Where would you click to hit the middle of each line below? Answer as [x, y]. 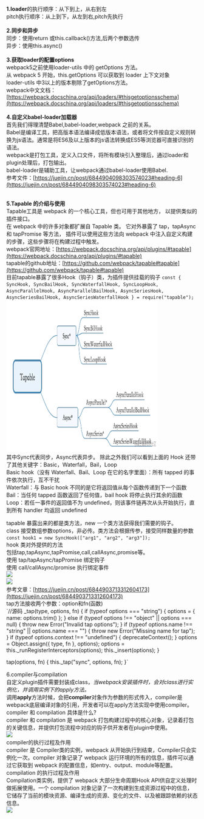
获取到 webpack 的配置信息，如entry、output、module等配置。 [96, 765]
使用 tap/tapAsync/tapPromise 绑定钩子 [56, 560]
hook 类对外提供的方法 [35, 545]
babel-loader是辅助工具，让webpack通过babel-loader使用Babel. [87, 170]
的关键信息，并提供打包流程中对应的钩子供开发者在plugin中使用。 [89, 728]
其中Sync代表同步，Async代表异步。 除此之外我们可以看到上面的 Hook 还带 [101, 457]
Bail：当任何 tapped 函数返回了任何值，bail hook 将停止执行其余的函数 [95, 495]
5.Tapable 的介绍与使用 [36, 203]
